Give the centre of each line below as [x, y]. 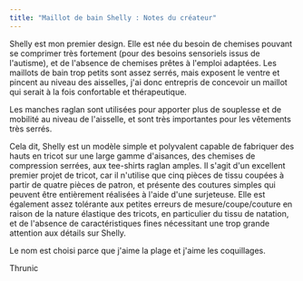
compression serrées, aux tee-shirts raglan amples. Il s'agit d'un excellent [147, 165]
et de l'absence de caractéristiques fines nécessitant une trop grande [140, 223]
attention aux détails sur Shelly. [68, 233]
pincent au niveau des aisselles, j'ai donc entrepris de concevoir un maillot [148, 82]
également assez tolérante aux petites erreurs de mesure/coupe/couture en [151, 204]
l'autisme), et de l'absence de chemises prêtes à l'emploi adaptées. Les [143, 63]
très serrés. [31, 129]
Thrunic [24, 267]
